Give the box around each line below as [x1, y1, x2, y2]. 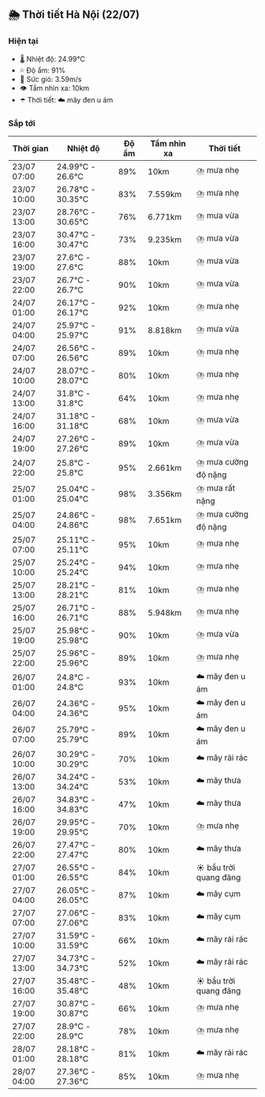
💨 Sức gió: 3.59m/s [19, 74, 82, 84]
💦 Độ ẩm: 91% [19, 65, 65, 75]
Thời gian [12, 143, 49, 154]
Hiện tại [8, 35, 39, 47]
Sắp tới [8, 118, 35, 129]
